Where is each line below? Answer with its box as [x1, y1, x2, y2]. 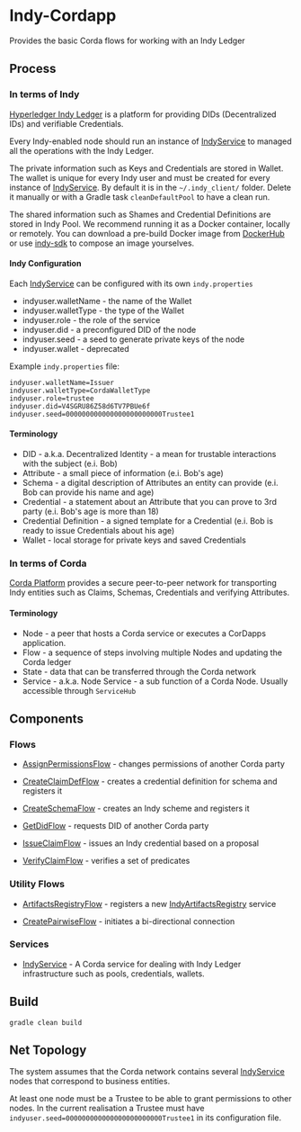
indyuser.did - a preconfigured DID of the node [22, 324, 197, 335]
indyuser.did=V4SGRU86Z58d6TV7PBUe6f [9, 401, 151, 410]
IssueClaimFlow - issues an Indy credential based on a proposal [22, 838, 259, 849]
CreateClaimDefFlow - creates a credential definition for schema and [22, 776, 278, 787]
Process [9, 61, 57, 76]
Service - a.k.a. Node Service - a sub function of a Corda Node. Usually [22, 676, 288, 687]
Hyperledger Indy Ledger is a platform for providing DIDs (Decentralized [9, 109, 277, 120]
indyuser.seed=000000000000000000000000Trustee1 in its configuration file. [9, 1112, 281, 1123]
